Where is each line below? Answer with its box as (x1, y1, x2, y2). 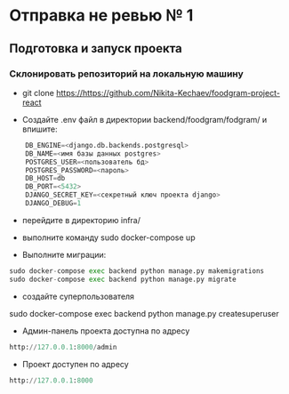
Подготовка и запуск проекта (9, 41, 182, 56)
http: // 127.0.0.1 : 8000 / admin (9, 342, 117, 351)
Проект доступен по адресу (21, 358, 129, 369)
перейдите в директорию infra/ (21, 214, 140, 225)
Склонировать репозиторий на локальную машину (9, 68, 245, 80)
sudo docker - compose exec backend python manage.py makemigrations (9, 266, 265, 276)
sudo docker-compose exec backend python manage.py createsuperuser (9, 308, 280, 318)
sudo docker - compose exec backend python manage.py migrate (9, 275, 237, 284)
